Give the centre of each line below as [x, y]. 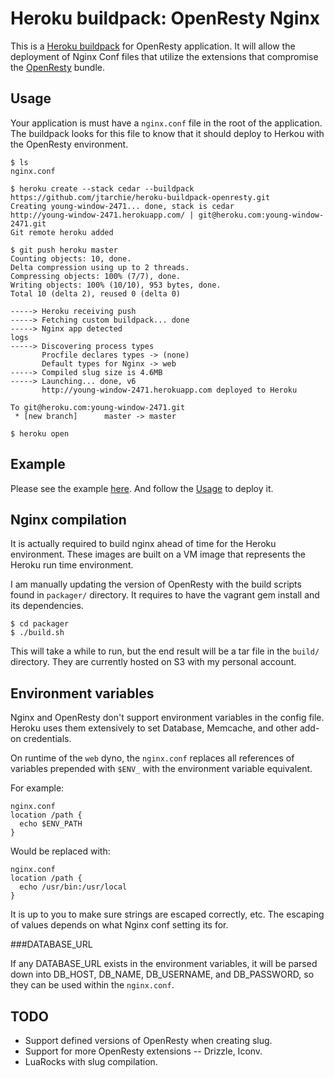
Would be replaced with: [60, 851]
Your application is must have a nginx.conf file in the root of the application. [166, 123]
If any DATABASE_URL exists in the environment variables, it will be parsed [164, 964]
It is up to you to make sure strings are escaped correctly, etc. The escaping [167, 914]
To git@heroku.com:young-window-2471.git [98, 407]
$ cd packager [40, 624]
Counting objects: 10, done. [71, 258]
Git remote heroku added [62, 232]
